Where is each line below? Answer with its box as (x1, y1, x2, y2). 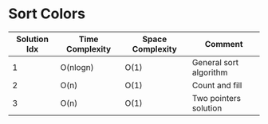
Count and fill (191, 79, 242, 91)
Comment (204, 38, 243, 49)
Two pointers (191, 92, 242, 103)
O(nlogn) (60, 61, 94, 72)
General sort (191, 56, 239, 68)
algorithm (191, 67, 228, 78)
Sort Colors (8, 5, 86, 23)
